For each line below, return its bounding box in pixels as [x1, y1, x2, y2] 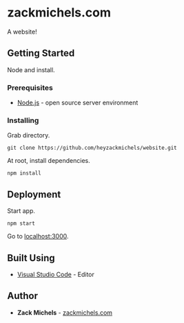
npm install [7, 170, 41, 177]
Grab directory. [7, 131, 50, 140]
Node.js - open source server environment [17, 98, 139, 107]
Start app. [7, 207, 36, 215]
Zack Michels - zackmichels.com [17, 308, 112, 317]
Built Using [7, 252, 55, 264]
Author [7, 290, 38, 302]
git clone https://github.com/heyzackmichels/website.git [7, 144, 177, 152]
